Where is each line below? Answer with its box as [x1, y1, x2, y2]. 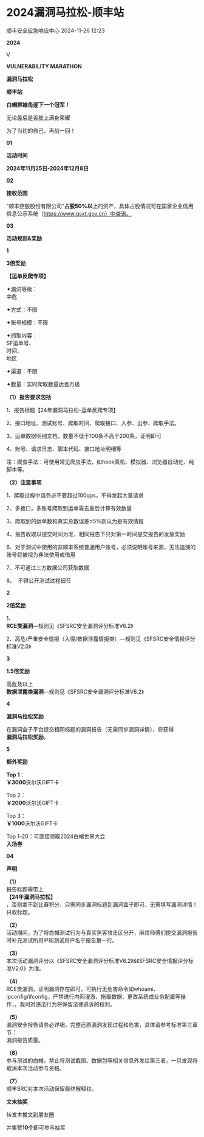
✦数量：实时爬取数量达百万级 [6, 380, 80, 387]
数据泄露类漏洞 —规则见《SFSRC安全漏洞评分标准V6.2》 [6, 688, 144, 695]
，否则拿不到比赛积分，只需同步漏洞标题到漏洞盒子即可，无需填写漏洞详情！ [6, 901, 198, 908]
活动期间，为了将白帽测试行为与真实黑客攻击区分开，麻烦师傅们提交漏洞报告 [6, 929, 198, 936]
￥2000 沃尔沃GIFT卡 [6, 799, 59, 806]
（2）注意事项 [6, 479, 42, 486]
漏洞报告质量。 [6, 1036, 44, 1043]
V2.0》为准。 [11, 965, 45, 972]
